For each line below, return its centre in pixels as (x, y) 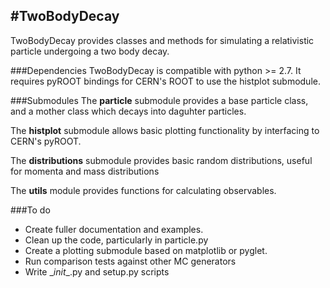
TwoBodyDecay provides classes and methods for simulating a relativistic (162, 40)
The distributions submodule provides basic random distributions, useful (161, 160)
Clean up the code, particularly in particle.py (116, 240)
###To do (30, 210)
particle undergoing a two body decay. (90, 51)
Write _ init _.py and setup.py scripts (97, 271)
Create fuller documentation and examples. (114, 229)
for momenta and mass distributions (85, 171)
